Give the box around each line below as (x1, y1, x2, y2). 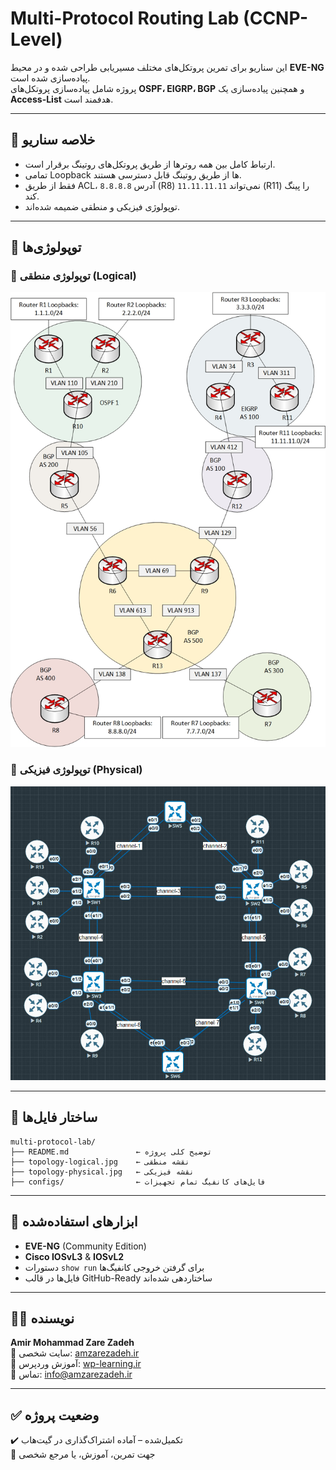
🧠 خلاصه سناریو (10, 132, 96, 149)
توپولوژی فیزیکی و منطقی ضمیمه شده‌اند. (24, 200, 181, 212)
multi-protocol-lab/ (10, 1137, 97, 1147)
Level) (10, 28, 63, 51)
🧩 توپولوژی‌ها (10, 239, 82, 256)
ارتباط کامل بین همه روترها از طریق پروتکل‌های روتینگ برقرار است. (24, 158, 276, 170)
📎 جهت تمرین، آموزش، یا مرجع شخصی (10, 1448, 156, 1461)
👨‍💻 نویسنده (10, 1310, 75, 1327)
